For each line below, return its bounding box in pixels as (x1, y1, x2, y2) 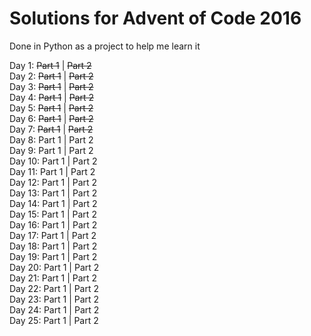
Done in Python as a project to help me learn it (9, 40, 201, 52)
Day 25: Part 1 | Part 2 (9, 314, 99, 326)
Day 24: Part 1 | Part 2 (9, 303, 100, 316)
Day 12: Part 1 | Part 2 (9, 176, 98, 188)
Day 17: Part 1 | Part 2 (9, 229, 97, 241)
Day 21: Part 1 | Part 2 (9, 272, 98, 284)
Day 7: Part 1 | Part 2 (9, 123, 94, 135)
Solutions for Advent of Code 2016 (9, 7, 302, 30)
